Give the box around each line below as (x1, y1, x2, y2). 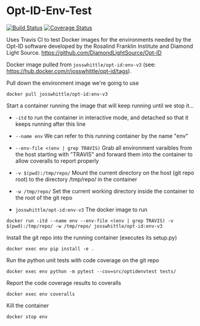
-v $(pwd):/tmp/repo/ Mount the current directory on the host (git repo (15, 169, 194, 176)
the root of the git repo (15, 194, 73, 201)
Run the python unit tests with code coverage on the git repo (6, 256, 160, 264)
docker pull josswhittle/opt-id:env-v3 (6, 91, 108, 97)
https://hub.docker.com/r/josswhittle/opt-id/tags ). (6, 67, 131, 74)
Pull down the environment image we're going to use (6, 79, 139, 87)
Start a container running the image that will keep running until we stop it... (6, 102, 194, 109)
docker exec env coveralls (6, 291, 75, 297)
